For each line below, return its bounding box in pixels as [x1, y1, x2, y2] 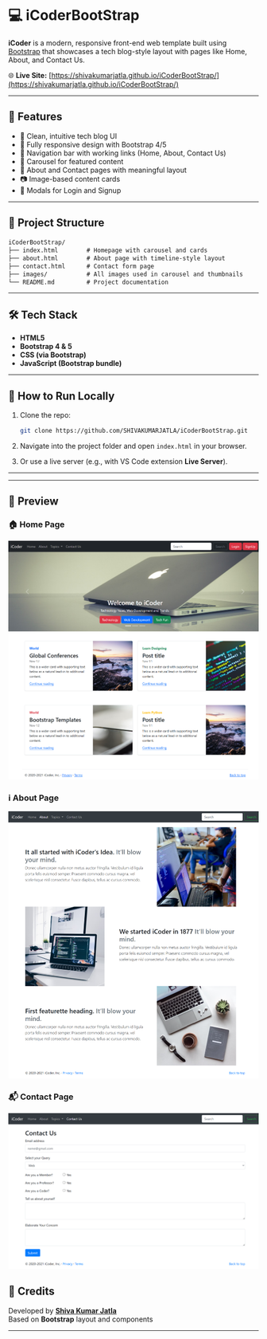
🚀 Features [8, 110, 63, 124]
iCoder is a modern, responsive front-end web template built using [8, 37, 227, 48]
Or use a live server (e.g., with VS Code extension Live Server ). [19, 457, 228, 466]
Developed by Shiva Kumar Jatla [8, 1306, 117, 1315]
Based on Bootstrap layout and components [8, 1314, 153, 1324]
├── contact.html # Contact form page [8, 262, 155, 270]
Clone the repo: [19, 410, 72, 420]
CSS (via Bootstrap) [19, 350, 87, 359]
